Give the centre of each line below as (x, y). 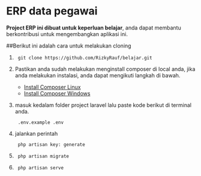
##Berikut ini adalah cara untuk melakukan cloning (69, 46)
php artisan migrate (43, 156)
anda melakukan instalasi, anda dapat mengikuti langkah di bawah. (97, 75)
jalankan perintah (36, 133)
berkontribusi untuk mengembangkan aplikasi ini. (67, 34)
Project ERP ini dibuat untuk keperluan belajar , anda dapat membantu (94, 28)
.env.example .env (41, 122)
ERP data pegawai (52, 11)
